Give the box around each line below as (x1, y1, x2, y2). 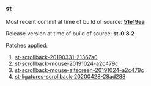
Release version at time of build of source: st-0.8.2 (6, 30, 135, 37)
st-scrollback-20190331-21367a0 (14, 54, 98, 61)
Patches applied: (6, 41, 48, 49)
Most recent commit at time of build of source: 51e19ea (6, 18, 145, 26)
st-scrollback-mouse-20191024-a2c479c (14, 60, 119, 68)
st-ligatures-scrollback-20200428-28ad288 (14, 73, 126, 81)
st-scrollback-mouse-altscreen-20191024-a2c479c (14, 66, 144, 74)
